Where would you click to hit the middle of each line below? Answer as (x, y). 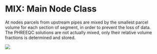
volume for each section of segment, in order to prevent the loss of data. (78, 27)
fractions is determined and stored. (40, 38)
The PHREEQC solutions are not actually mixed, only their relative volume (78, 32)
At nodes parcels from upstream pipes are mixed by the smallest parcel (77, 22)
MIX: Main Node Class (51, 9)
